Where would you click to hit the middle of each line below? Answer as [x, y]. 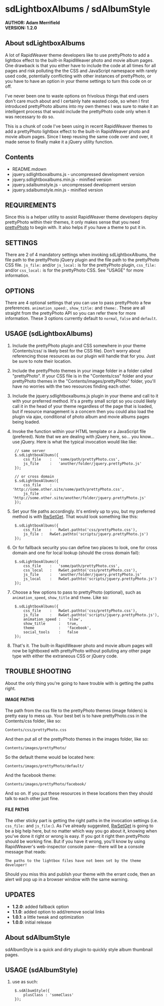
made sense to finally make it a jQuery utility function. [59, 142]
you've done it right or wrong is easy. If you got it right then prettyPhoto [77, 836]
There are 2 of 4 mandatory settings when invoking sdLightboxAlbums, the [81, 255]
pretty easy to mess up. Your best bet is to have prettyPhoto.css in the [76, 716]
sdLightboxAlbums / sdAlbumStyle [78, 9]
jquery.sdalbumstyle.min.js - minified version [58, 190]
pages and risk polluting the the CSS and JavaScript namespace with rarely [81, 71]
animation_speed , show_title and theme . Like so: [60, 597]
